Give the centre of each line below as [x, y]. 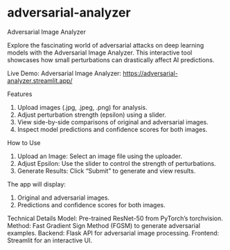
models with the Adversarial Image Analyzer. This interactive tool [100, 52]
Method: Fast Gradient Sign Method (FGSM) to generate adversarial [104, 225]
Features [20, 94]
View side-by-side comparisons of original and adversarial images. [113, 122]
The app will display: [36, 184]
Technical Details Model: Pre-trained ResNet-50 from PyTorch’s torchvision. [115, 218]
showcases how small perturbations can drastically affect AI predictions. [111, 59]
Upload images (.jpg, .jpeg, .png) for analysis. [82, 107]
